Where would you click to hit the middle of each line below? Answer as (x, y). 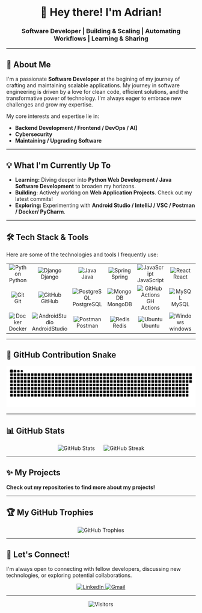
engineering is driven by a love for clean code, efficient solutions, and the (97, 92)
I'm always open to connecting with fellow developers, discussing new (94, 569)
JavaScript (151, 280)
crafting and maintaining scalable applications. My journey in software (93, 85)
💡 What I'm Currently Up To (59, 165)
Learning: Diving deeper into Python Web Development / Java (93, 180)
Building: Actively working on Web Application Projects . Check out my (103, 193)
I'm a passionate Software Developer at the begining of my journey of (93, 79)
